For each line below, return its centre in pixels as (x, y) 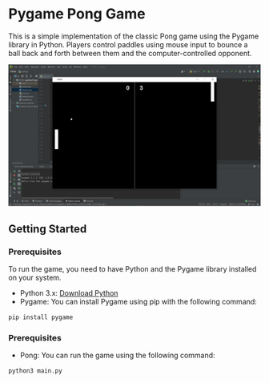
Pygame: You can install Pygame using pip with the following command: (139, 302)
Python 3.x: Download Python (69, 293)
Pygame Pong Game (77, 14)
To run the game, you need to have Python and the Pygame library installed (132, 269)
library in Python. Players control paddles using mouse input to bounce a (128, 44)
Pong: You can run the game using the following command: (117, 355)
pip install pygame (41, 317)
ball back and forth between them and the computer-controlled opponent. (130, 53)
